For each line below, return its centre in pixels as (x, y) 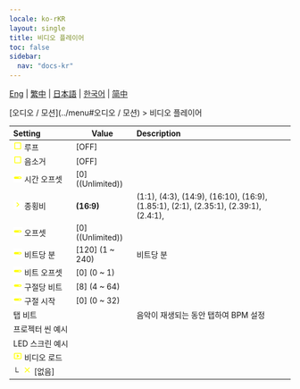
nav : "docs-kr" (46, 66)
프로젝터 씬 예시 (41, 329)
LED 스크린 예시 (41, 343)
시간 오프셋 (43, 180)
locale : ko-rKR (37, 19)
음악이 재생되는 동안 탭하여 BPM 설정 (200, 315)
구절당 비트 (43, 287)
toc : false (29, 47)
